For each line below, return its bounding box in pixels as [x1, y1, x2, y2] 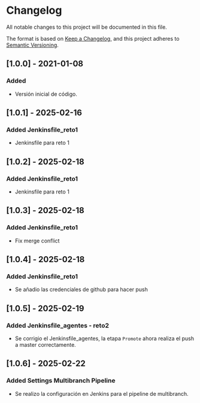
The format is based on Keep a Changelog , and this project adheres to [6, 35, 180, 42]
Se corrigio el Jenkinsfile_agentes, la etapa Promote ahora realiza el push [14, 335, 195, 342]
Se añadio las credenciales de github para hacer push [14, 286, 149, 293]
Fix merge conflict [14, 237, 60, 244]
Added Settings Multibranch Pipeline [6, 377, 116, 385]
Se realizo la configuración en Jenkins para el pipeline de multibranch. [14, 390, 189, 397]
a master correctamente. [14, 341, 76, 349]
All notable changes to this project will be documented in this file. [6, 23, 168, 31]
